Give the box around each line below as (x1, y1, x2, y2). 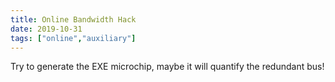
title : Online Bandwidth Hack (10, 14, 137, 25)
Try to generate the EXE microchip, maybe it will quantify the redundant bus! (10, 61, 325, 73)
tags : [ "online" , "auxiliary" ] (10, 33, 137, 43)
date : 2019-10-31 (10, 24, 83, 34)
